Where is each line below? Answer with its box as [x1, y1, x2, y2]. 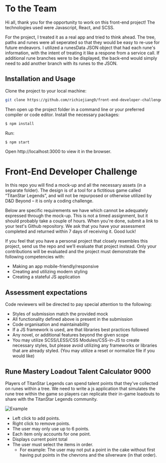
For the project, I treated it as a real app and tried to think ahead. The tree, [5, 34, 156, 40]
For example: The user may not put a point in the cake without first [19, 447, 156, 453]
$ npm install [5, 121, 35, 126]
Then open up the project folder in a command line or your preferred [5, 106, 145, 112]
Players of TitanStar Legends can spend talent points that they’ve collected [5, 380, 159, 386]
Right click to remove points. [12, 421, 71, 426]
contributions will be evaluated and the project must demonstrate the [5, 249, 146, 254]
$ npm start [5, 139, 30, 145]
